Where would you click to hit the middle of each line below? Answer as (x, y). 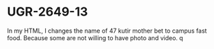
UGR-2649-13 (48, 12)
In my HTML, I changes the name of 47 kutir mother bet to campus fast (107, 31)
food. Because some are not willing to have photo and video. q (95, 37)
